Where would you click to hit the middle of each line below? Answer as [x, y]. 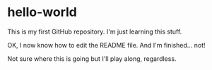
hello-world [42, 12]
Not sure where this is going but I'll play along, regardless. [92, 58]
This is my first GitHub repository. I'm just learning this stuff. [95, 31]
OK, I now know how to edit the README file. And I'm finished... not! [107, 45]
